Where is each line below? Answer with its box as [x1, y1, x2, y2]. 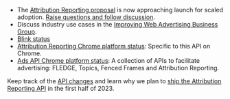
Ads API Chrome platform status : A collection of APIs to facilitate [16, 57, 200, 64]
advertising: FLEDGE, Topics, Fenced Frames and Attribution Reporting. [16, 64, 220, 72]
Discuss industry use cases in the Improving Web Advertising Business [16, 20, 218, 28]
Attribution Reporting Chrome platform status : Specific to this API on [16, 42, 211, 50]
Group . [16, 27, 37, 36]
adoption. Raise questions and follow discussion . [16, 13, 156, 21]
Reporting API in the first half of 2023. [7, 85, 115, 92]
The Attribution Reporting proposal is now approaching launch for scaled [16, 6, 224, 14]
